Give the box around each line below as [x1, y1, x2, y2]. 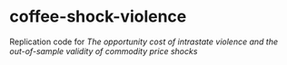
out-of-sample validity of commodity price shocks [9, 45, 198, 56]
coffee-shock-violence [9, 6, 187, 27]
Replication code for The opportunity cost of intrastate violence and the [9, 36, 279, 47]
